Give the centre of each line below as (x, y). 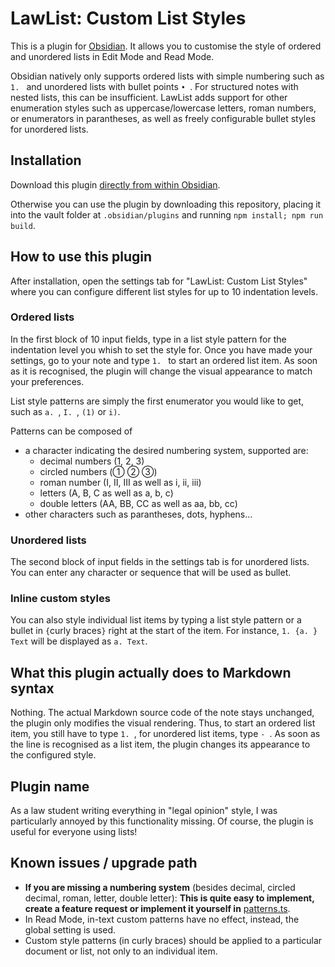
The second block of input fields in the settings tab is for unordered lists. (160, 562)
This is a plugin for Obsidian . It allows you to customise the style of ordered (166, 46)
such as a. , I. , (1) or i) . (65, 411)
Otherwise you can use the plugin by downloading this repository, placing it (166, 204)
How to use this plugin (81, 257)
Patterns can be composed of (71, 431)
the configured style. (53, 755)
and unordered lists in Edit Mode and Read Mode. (112, 56)
